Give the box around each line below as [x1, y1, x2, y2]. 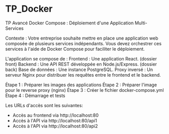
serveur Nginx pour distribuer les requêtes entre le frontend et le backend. [5, 72, 161, 78]
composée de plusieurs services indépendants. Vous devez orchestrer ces [5, 40, 162, 46]
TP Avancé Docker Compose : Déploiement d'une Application [5, 20, 134, 26]
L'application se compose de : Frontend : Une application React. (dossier [5, 55, 157, 61]
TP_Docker [5, 3, 53, 15]
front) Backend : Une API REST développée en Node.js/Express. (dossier [5, 61, 157, 67]
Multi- [134, 20, 148, 26]
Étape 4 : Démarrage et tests [5, 92, 65, 98]
